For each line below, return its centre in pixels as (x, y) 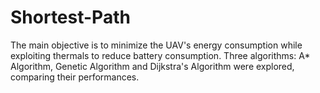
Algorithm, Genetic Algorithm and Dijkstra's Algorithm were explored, (152, 66)
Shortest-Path (70, 17)
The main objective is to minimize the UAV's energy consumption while (156, 45)
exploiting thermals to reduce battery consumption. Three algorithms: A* (160, 55)
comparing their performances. (75, 77)
